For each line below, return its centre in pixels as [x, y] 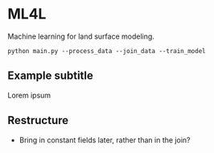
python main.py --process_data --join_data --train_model [107, 51]
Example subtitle [51, 76]
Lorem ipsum [29, 95]
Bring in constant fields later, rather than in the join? [105, 140]
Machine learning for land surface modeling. [81, 36]
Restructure [38, 120]
